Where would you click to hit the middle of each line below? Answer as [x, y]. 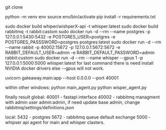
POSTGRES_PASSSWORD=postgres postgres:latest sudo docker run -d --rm [83, 42]
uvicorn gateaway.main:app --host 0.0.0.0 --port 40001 [62, 78]
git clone [14, 7]
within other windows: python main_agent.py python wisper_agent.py [76, 87]
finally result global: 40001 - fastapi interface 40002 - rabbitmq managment [83, 97]
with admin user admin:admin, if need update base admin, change [73, 102]
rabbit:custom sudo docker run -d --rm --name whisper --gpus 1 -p [74, 58]
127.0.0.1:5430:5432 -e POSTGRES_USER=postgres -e [60, 37]
